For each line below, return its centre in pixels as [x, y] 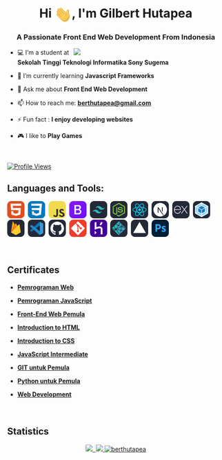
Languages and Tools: [56, 188]
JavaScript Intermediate [52, 354]
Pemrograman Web [46, 287]
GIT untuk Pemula [43, 367]
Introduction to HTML [49, 327]
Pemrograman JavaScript [54, 301]
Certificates [33, 270]
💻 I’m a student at [43, 52]
